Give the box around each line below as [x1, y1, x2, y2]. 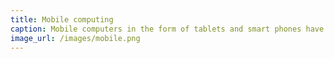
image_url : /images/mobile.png [10, 33, 141, 43]
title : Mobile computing [10, 14, 114, 25]
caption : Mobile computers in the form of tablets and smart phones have [10, 24, 325, 34]
